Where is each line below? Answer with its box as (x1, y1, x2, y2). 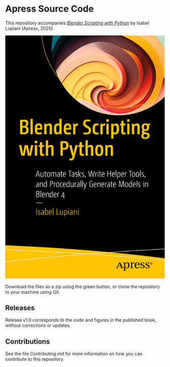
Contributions (5, 337, 50, 346)
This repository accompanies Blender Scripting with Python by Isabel (5, 20, 149, 26)
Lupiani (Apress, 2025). (5, 25, 55, 31)
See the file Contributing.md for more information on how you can (5, 351, 143, 357)
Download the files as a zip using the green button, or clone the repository (5, 283, 160, 290)
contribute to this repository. (5, 356, 65, 362)
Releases (5, 303, 35, 312)
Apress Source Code (5, 3, 94, 15)
